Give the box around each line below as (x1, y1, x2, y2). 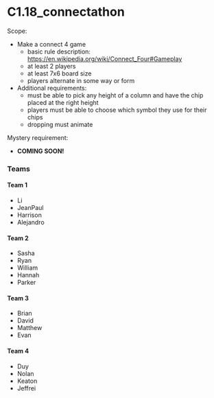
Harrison (16, 211, 43, 220)
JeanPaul (16, 204, 44, 212)
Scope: (7, 27, 27, 35)
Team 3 (7, 294, 29, 302)
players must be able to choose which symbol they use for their (27, 106, 207, 114)
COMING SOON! (16, 147, 64, 155)
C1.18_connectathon (7, 4, 125, 20)
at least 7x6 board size (27, 69, 92, 78)
